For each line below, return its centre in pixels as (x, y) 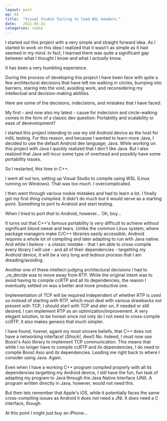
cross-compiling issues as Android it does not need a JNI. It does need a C (82, 398)
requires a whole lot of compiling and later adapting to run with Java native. (83, 239)
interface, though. (24, 404)
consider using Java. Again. (34, 358)
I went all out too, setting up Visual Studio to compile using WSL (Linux (78, 178)
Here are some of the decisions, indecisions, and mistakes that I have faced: (83, 103)
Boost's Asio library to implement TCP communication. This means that (78, 342)
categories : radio (24, 28)
